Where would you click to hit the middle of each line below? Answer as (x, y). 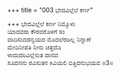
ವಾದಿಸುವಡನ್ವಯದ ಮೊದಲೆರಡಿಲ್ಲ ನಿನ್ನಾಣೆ (49, 39)
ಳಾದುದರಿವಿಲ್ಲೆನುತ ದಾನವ (33, 55)
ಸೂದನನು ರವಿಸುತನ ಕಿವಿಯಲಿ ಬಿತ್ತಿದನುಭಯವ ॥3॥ (60, 63)
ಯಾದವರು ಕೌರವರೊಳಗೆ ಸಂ (36, 31)
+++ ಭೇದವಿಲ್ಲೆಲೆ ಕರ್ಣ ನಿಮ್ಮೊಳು (41, 24)
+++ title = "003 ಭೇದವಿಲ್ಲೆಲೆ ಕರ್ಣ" (50, 10)
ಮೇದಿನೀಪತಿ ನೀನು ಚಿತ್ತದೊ (34, 47)
